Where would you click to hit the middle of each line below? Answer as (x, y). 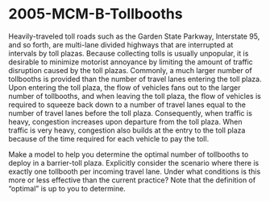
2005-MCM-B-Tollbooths (96, 14)
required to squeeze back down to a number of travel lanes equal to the (127, 105)
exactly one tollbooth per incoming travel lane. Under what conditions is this (135, 171)
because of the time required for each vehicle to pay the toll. (109, 138)
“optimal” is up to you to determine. (67, 188)
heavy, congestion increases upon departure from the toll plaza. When (125, 121)
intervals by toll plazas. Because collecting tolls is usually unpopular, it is (129, 53)
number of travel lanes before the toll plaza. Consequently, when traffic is (130, 113)
